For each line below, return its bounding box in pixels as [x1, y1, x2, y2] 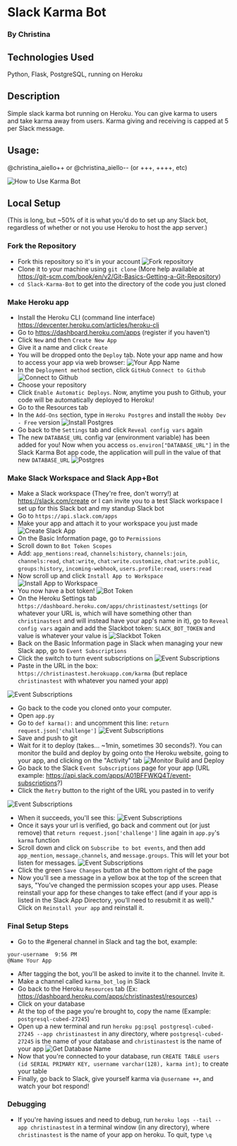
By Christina [7, 30, 51, 39]
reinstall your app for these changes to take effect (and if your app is [17, 889, 217, 897]
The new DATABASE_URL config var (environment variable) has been [17, 433, 210, 441]
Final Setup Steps [7, 921, 69, 931]
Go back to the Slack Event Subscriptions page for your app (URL [17, 764, 210, 772]
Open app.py [17, 712, 55, 720]
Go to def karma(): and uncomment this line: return [17, 719, 169, 727]
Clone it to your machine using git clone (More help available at [17, 264, 205, 273]
